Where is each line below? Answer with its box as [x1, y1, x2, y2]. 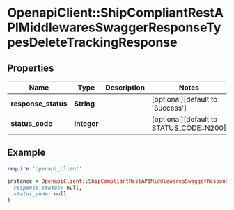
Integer [74, 119, 99, 128]
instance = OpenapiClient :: [7, 177, 89, 185]
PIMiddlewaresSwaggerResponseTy [7, 19, 221, 35]
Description [105, 83, 145, 92]
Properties [7, 62, 54, 74]
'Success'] [151, 103, 187, 113]
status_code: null [13, 191, 68, 197]
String [74, 99, 95, 108]
